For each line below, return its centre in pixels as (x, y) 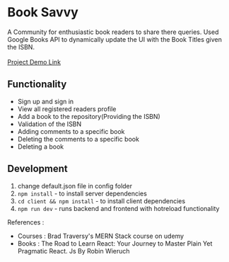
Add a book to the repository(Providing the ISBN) (89, 116)
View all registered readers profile (67, 109)
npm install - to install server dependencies (82, 193)
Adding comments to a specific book (71, 131)
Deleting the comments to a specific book (78, 139)
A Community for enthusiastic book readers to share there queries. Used (113, 32)
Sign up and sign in (46, 101)
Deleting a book (41, 147)
